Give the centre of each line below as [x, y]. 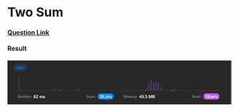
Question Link [28, 32]
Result [17, 49]
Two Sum [36, 12]
